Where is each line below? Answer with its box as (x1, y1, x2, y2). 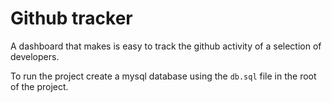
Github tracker (10, 7, 133, 30)
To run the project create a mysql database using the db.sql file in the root (10, 70, 317, 82)
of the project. (10, 80, 69, 92)
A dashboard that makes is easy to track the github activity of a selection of (10, 40, 322, 52)
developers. (10, 50, 60, 62)
